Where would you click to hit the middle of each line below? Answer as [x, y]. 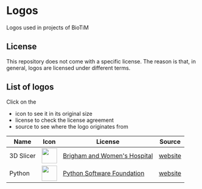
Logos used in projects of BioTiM [48, 27]
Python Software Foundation [104, 173]
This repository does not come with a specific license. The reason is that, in [101, 61]
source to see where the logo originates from [72, 126]
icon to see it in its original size [54, 113]
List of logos [30, 87]
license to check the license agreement [64, 120]
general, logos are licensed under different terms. [68, 68]
